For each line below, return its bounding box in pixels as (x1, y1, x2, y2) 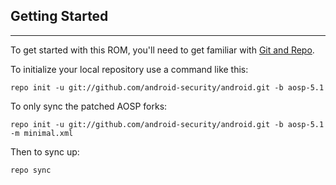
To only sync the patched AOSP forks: (10, 100, 168, 112)
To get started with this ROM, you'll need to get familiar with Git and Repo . (10, 44, 315, 56)
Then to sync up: (10, 145, 80, 158)
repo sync (10, 165, 52, 175)
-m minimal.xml (10, 128, 74, 138)
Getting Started (10, 8, 109, 25)
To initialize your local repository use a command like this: (10, 63, 249, 75)
